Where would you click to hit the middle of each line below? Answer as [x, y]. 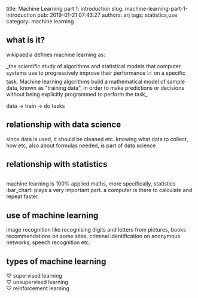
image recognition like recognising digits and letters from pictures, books [96, 230]
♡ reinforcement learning [38, 288]
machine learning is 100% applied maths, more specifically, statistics [91, 184]
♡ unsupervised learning [37, 282]
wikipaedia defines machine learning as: [56, 54]
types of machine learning [56, 261]
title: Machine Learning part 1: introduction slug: [65, 9]
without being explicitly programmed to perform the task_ [77, 94]
